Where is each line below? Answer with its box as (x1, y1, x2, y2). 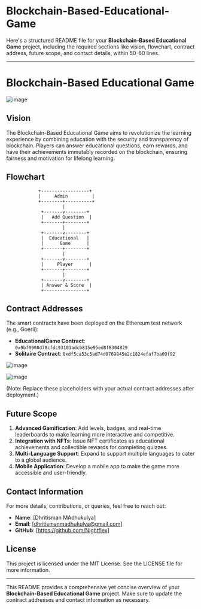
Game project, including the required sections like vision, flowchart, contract (6, 43, 195, 50)
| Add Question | (41, 214, 93, 220)
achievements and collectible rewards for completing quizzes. (14, 444, 168, 451)
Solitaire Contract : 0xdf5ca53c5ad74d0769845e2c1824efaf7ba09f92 (14, 350, 175, 357)
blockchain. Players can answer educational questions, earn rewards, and (6, 142, 188, 149)
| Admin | (38, 193, 95, 199)
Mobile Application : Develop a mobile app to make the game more (14, 463, 179, 470)
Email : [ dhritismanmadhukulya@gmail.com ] (14, 520, 123, 528)
